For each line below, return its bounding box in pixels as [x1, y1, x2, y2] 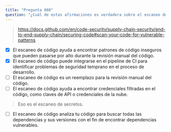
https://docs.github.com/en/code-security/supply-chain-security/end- [17, 26, 166, 32]
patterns [17, 37, 36, 43]
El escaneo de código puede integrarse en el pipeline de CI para [12, 58, 148, 64]
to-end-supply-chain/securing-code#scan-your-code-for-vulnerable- [17, 31, 165, 38]
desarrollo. [12, 69, 36, 75]
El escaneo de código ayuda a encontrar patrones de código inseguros [12, 47, 162, 53]
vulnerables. [12, 122, 39, 128]
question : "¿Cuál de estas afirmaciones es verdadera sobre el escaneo [5, 12, 160, 17]
